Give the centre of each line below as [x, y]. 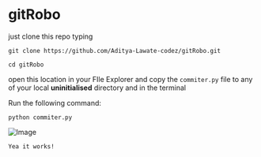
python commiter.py [40, 117]
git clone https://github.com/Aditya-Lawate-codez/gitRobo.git [115, 50]
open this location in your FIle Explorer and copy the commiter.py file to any [130, 79]
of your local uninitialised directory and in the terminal [97, 88]
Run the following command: [55, 103]
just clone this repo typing [51, 36]
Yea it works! [32, 146]
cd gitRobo [26, 65]
